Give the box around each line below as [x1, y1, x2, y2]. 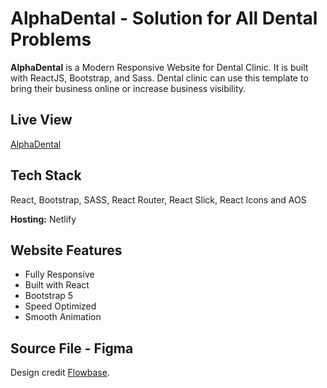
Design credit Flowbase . [10, 367, 110, 379]
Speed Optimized [24, 300, 97, 312]
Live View [10, 112, 73, 129]
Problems [10, 28, 92, 51]
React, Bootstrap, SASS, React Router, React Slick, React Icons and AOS [10, 193, 307, 206]
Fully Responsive [24, 268, 95, 281]
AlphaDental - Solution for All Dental [10, 7, 318, 30]
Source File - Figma [10, 340, 134, 357]
